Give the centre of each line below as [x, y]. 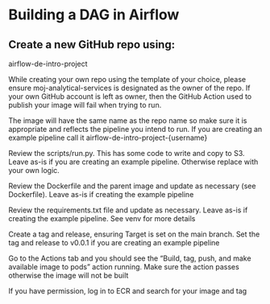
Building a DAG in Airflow [94, 15]
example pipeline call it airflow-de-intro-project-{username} [108, 138]
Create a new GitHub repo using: [92, 45]
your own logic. [34, 170]
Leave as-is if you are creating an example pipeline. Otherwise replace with [133, 162]
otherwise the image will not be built [69, 275]
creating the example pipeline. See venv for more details [102, 218]
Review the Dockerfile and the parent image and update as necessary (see [132, 186]
